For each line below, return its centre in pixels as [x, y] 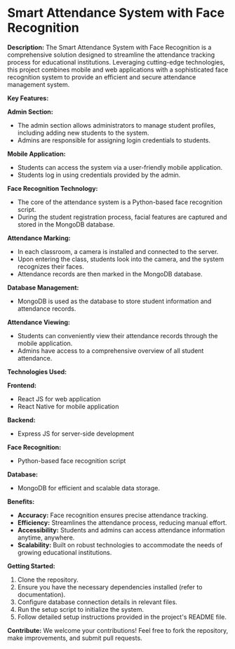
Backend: [21, 420]
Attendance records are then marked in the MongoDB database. [110, 274]
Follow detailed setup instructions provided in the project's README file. [122, 617]
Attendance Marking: [39, 238]
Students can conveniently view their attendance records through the [117, 335]
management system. [39, 84]
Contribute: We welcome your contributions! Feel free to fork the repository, [118, 630]
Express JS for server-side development [76, 434]
